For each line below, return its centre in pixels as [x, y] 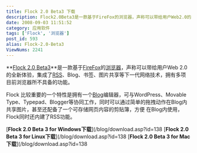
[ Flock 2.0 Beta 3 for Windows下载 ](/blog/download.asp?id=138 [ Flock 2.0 [97, 129]
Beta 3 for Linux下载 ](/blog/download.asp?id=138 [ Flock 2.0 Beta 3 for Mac [98, 137]
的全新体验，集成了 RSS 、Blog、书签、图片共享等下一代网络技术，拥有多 [94, 75]
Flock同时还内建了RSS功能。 [41, 117]
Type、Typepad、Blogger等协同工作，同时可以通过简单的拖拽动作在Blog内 [97, 102]
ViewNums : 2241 [25, 50]
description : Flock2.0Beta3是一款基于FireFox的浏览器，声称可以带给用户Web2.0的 [99, 17]
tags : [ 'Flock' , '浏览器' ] [38, 34]
